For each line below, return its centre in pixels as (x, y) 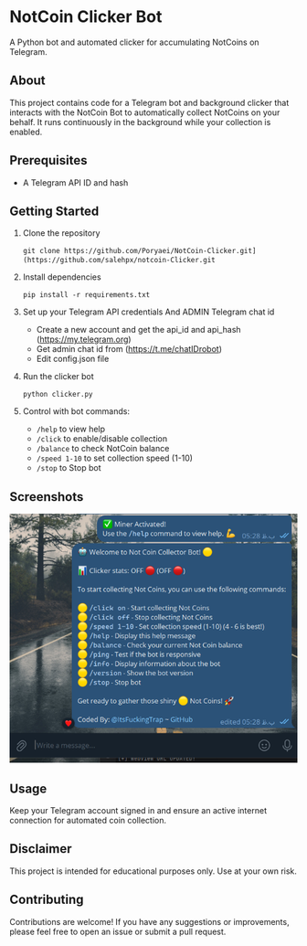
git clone (42, 251)
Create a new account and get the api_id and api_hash (138, 330)
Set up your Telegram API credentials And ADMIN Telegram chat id (148, 312)
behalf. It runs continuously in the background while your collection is (140, 122)
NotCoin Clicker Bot (86, 17)
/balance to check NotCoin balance (103, 449)
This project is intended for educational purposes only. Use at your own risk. (153, 871)
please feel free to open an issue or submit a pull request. (118, 931)
